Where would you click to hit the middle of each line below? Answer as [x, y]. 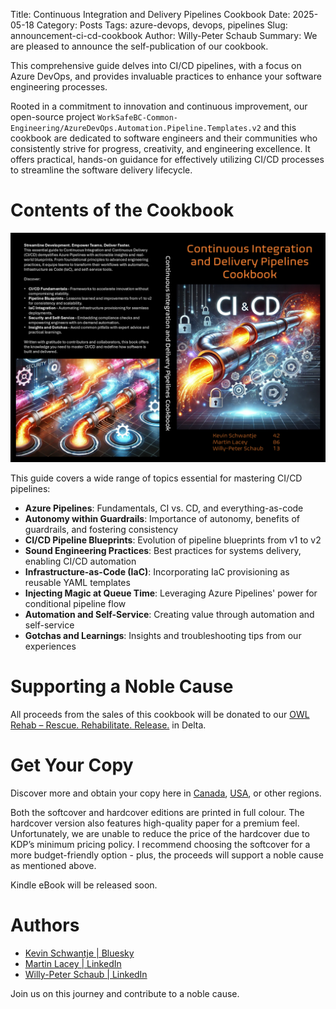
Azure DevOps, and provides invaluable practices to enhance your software [166, 76]
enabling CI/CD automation [80, 561]
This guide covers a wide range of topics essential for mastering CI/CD [156, 478]
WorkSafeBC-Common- [137, 118]
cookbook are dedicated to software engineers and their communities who [164, 138]
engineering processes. [59, 87]
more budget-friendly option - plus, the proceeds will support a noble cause [167, 855]
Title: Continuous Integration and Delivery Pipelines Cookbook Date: [150, 14]
